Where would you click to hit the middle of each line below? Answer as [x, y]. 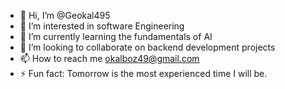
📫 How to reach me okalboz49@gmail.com [109, 58]
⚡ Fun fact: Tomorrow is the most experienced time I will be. [143, 73]
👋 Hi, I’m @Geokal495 [65, 15]
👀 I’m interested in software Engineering [102, 26]
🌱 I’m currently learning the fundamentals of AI [116, 36]
